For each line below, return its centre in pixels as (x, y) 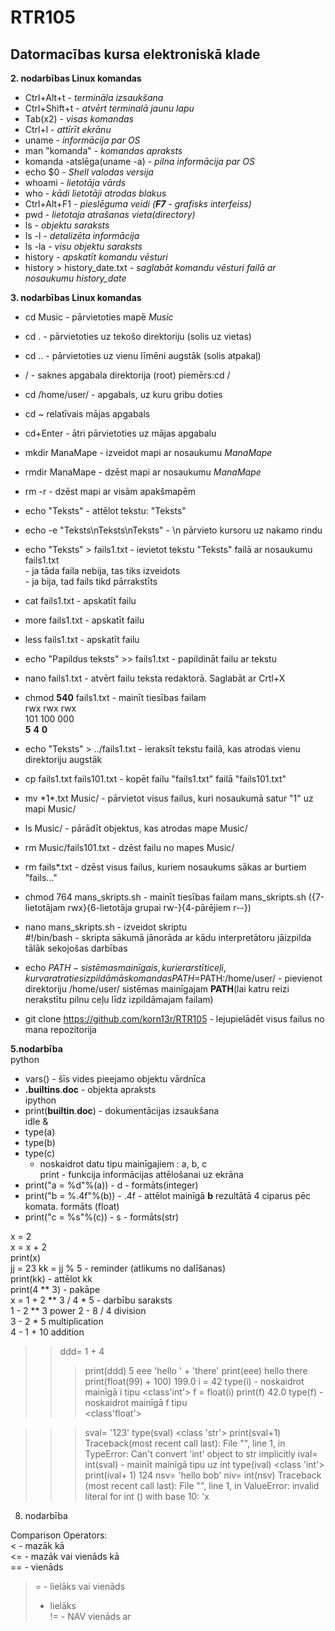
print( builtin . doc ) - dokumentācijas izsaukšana (122, 1110)
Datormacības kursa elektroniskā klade (135, 54)
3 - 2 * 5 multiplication (57, 1321)
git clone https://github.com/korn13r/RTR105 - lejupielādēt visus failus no (174, 1019)
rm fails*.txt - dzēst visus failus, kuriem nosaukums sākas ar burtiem (165, 867)
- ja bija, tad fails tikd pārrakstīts (91, 581)
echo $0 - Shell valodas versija (89, 172)
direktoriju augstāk (63, 759)
